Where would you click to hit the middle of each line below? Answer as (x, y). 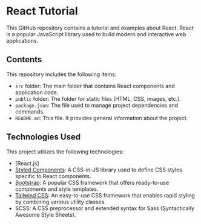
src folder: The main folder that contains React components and (95, 86)
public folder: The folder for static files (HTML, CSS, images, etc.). (98, 98)
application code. (37, 92)
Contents (24, 59)
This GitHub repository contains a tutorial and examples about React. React (100, 28)
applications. (22, 40)
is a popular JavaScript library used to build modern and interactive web (96, 34)
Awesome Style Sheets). (45, 214)
